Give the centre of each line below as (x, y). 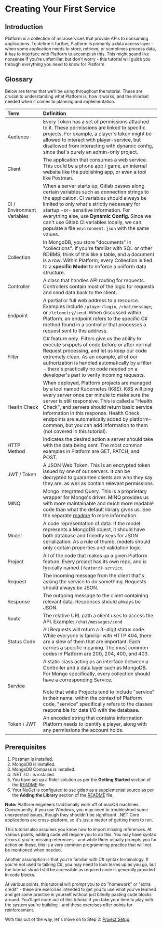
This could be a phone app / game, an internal (95, 166)
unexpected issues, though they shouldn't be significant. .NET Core (72, 815)
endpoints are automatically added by (86, 419)
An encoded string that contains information (93, 718)
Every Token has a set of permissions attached (96, 121)
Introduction (24, 27)
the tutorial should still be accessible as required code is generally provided (80, 869)
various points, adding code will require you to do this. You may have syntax (81, 834)
